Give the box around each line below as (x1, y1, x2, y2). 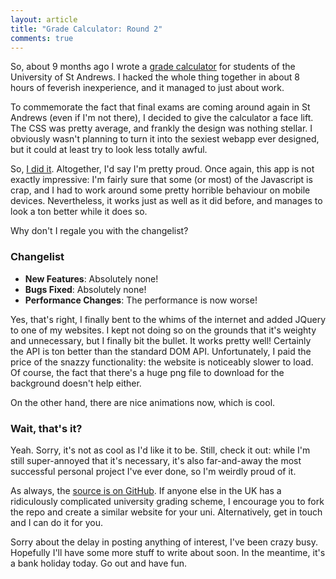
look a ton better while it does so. (10, 206, 148, 218)
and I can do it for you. (10, 516, 104, 528)
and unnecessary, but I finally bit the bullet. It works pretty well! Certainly (10, 334, 312, 346)
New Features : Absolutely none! (24, 272, 159, 285)
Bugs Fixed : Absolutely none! (24, 283, 147, 295)
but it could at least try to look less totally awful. (10, 144, 208, 156)
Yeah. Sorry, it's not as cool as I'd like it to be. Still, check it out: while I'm (10, 444, 311, 456)
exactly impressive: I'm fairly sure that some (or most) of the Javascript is (10, 174, 313, 186)
